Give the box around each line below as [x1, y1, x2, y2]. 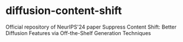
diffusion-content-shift [5, 4, 122, 17]
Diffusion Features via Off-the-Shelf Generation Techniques [5, 29, 152, 36]
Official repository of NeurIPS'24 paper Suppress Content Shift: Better [5, 23, 177, 30]
